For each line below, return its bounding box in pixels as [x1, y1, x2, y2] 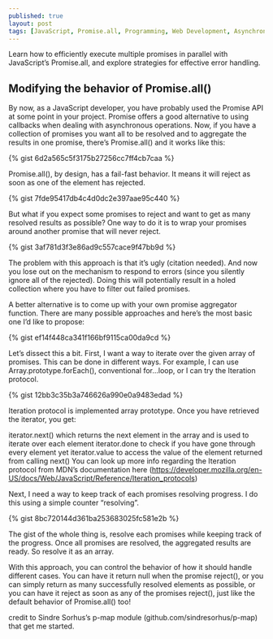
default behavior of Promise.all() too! [8, 597, 132, 606]
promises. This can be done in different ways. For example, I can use [8, 357, 240, 367]
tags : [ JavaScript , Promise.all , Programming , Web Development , [8, 27, 231, 35]
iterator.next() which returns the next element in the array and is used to [8, 430, 249, 440]
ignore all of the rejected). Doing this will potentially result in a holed [8, 276, 236, 285]
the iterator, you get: [8, 415, 76, 424]
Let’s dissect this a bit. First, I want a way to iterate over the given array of [8, 349, 256, 359]
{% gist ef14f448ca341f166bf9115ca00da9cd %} [8, 333, 171, 342]
